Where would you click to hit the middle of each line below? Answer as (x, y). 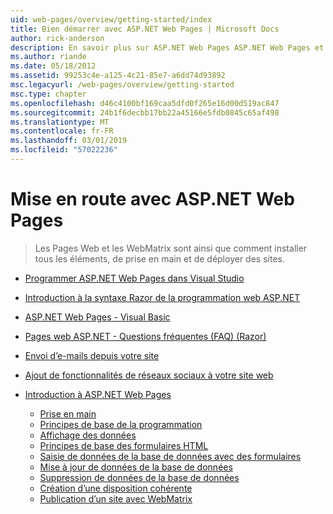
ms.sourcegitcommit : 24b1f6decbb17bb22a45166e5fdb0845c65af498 (145, 112)
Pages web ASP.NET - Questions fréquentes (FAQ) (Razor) (145, 336)
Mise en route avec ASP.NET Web (152, 199)
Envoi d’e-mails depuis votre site (92, 355)
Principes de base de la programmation (121, 424)
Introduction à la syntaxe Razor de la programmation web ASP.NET (162, 297)
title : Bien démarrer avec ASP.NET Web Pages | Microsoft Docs (145, 29)
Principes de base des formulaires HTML (124, 445)
